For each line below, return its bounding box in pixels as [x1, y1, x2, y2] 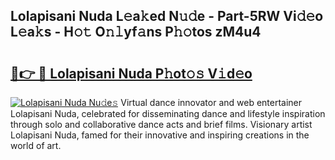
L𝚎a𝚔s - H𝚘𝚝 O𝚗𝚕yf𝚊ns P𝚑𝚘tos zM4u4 [10, 24, 262, 41]
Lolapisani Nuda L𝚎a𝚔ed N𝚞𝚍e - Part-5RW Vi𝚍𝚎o [10, 8, 324, 25]
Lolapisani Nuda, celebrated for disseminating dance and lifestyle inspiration [10, 108, 326, 119]
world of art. [10, 140, 62, 151]
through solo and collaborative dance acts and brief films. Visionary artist [10, 119, 313, 130]
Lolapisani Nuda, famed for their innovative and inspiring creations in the [10, 129, 310, 141]
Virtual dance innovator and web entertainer [120, 97, 303, 108]
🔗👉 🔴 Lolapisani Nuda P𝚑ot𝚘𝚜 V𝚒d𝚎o [10, 65, 253, 82]
